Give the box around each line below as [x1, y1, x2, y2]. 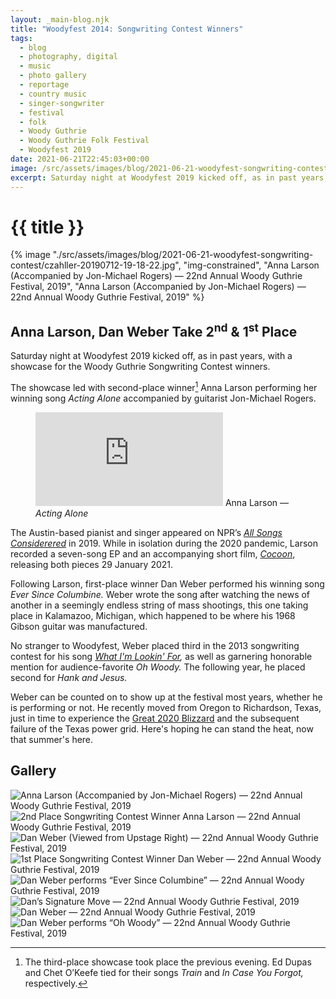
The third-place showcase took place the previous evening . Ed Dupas [24, 956, 312, 968]
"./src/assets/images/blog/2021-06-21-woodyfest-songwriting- [52, 249, 314, 261]
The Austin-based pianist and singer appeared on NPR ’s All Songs [10, 526, 283, 538]
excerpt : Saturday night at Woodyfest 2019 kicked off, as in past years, [10, 172, 329, 183]
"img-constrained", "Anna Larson [183, 259, 320, 271]
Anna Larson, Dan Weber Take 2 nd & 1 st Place [10, 320, 298, 340]
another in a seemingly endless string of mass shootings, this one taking [10, 599, 309, 611]
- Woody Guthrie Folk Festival [19, 136, 150, 146]
